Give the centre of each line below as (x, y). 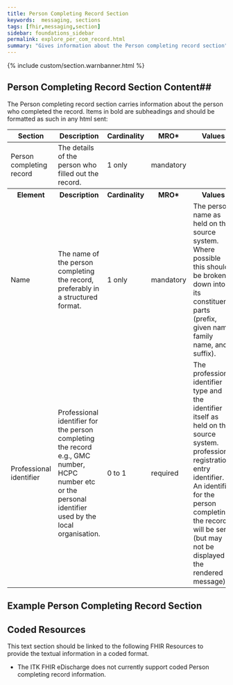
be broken (210, 275)
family (203, 336)
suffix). (205, 353)
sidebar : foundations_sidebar (51, 33)
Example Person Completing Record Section (105, 606)
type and (208, 390)
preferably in (79, 288)
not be (204, 546)
